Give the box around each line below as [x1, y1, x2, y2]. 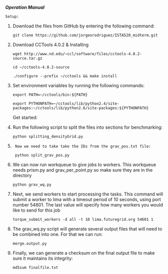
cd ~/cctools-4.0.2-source [12, 65, 70, 70]
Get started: [12, 114, 38, 121]
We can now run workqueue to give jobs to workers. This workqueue [12, 162, 156, 168]
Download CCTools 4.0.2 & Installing [12, 42, 89, 48]
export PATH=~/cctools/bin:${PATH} [12, 92, 88, 97]
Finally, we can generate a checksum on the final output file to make [12, 250, 155, 256]
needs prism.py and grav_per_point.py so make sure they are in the [12, 167, 153, 173]
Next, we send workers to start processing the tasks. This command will [12, 191, 163, 197]
